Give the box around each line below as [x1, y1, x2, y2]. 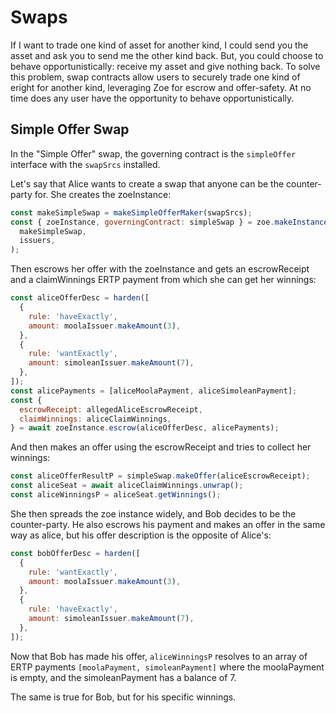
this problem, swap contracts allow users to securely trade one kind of [10, 71, 301, 83]
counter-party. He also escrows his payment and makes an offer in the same [10, 518, 326, 530]
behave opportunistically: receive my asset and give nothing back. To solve [10, 60, 321, 72]
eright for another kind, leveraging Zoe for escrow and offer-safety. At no [10, 81, 312, 93]
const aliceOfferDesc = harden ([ [10, 293, 150, 303]
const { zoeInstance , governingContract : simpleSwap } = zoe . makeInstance [10, 217, 329, 227]
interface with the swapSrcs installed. [10, 158, 161, 170]
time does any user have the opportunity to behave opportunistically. [10, 92, 295, 104]
